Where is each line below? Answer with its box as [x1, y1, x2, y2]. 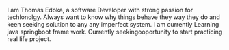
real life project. [7, 35, 51, 43]
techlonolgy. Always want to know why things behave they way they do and [7, 13, 221, 21]
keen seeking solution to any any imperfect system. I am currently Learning [7, 21, 219, 28]
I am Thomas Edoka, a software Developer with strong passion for [7, 6, 193, 14]
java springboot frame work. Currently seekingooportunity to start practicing [7, 27, 223, 36]
